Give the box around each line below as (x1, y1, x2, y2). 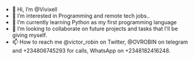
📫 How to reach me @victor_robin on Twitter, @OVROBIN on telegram (12, 38, 189, 45)
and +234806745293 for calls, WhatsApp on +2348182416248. (12, 47, 171, 54)
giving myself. (12, 32, 47, 39)
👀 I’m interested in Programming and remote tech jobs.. (12, 12, 150, 19)
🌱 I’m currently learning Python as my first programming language (12, 19, 177, 25)
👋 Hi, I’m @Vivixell (12, 6, 58, 13)
